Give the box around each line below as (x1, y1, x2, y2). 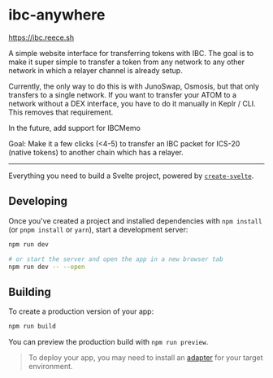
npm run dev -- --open (8, 263, 85, 271)
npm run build (8, 323, 57, 331)
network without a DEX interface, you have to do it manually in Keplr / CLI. (8, 98, 256, 108)
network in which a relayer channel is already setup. (8, 65, 183, 75)
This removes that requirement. (8, 107, 114, 117)
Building (8, 285, 51, 298)
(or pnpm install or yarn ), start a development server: (8, 224, 188, 234)
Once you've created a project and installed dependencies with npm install (8, 215, 262, 225)
